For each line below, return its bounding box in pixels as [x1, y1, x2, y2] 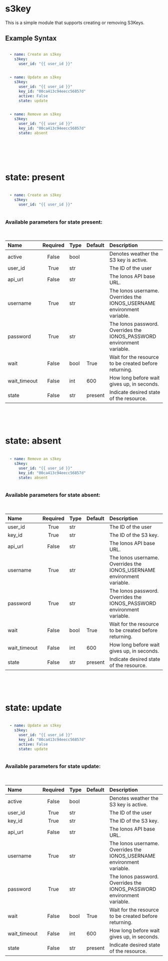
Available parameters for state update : [5, 763, 101, 770]
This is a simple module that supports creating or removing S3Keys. [5, 20, 145, 26]
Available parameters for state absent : [5, 492, 101, 499]
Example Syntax [5, 34, 57, 43]
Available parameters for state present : [5, 219, 102, 226]
